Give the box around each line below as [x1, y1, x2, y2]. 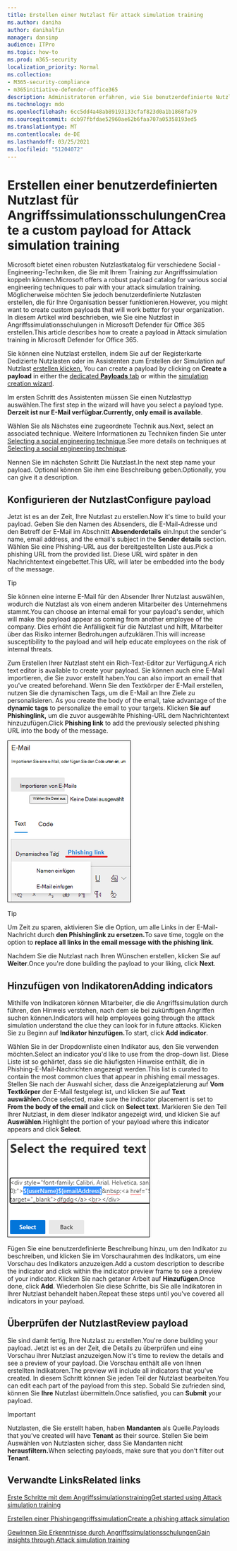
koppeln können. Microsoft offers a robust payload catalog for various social [7, 276, 228, 284]
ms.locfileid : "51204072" [7, 146, 83, 153]
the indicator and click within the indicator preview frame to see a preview [7, 1267, 222, 1275]
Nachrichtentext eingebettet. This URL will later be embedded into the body [7, 557, 225, 566]
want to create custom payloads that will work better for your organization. [7, 306, 224, 314]
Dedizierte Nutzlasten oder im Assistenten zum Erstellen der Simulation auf [7, 357, 226, 366]
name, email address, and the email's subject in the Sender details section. [7, 535, 227, 544]
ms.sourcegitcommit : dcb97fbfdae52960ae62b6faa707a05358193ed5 [7, 116, 197, 123]
